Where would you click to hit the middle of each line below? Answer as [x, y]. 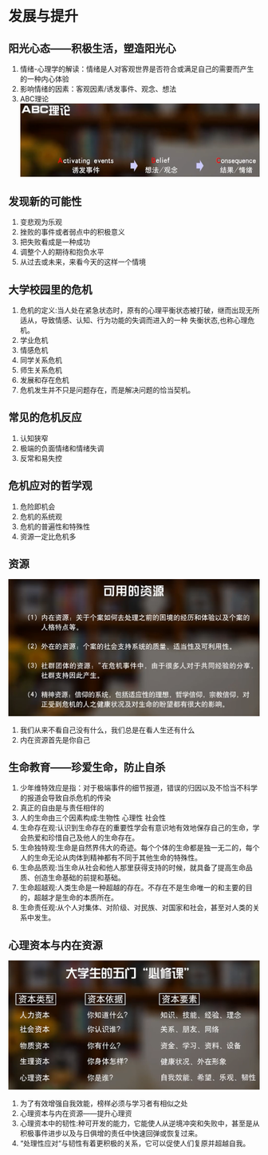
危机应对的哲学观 [50, 486]
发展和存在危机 [44, 380]
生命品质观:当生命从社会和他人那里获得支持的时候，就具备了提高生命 [132, 868]
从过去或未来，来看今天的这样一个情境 [83, 262]
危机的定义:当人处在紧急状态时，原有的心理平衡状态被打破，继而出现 [132, 310]
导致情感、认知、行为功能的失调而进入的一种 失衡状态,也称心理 [144, 321]
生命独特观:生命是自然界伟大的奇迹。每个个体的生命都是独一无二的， [132, 848]
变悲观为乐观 [41, 222]
